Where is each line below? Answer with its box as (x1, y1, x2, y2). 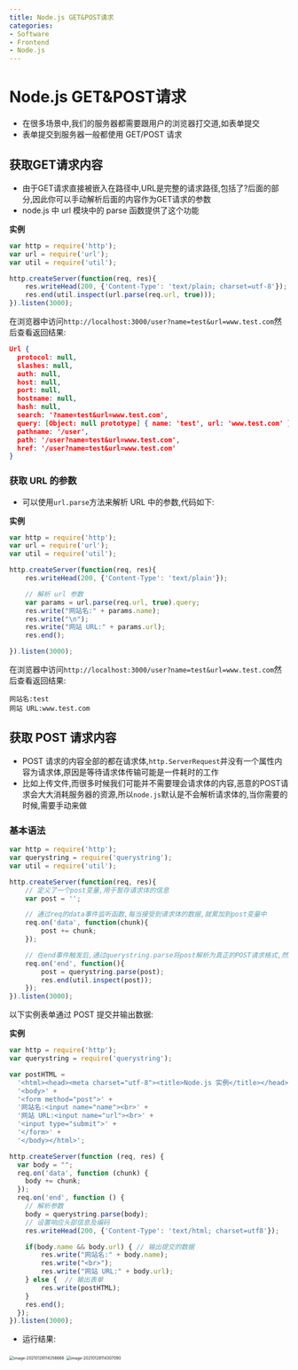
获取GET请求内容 (9, 157, 104, 173)
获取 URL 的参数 (9, 475, 77, 487)
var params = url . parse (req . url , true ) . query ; (25, 598, 200, 607)
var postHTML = (9, 1070, 66, 1079)
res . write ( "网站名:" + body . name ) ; (41, 1250, 169, 1260)
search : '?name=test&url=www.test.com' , (17, 411, 169, 420)
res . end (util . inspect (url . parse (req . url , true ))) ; (25, 290, 216, 300)
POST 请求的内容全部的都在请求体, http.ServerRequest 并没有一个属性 (21, 755, 275, 766)
